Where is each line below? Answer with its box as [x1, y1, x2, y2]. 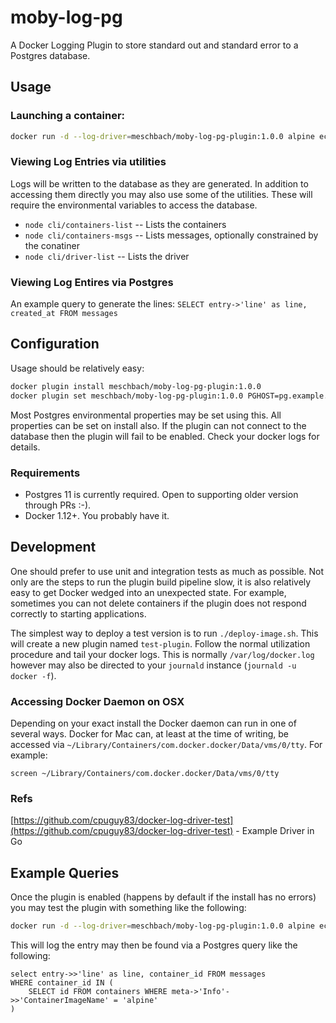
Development [10, 539, 97, 556]
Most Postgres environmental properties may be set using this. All [10, 409, 282, 421]
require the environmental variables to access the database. [10, 199, 258, 211]
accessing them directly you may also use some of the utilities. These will [10, 188, 313, 200]
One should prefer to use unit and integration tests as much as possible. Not [10, 565, 325, 577]
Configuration [10, 336, 100, 353]
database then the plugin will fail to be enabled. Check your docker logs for [10, 430, 320, 442]
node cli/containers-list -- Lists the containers [24, 218, 227, 230]
